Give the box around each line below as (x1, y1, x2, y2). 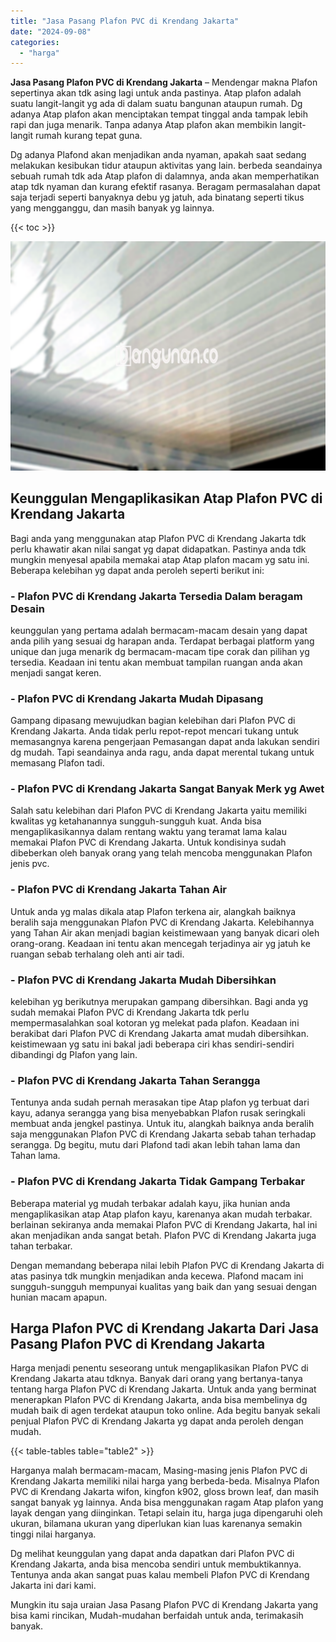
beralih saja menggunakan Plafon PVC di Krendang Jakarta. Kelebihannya (10, 916, 315, 928)
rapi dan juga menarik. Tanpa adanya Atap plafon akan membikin (10, 119, 278, 131)
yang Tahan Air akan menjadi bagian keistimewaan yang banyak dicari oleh (10, 926, 320, 939)
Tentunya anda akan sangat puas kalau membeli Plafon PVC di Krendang (10, 1569, 310, 1581)
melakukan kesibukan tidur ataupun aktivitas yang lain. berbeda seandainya (10, 160, 323, 172)
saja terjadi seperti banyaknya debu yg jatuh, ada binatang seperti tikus (10, 191, 305, 204)
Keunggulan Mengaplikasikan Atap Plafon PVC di (10, 490, 323, 507)
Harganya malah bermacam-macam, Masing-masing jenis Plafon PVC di (10, 1465, 308, 1477)
